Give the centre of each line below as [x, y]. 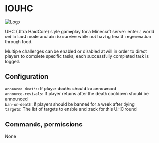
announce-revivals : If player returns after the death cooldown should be [77, 93]
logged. [13, 61]
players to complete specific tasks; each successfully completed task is [77, 56]
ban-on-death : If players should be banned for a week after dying [70, 104]
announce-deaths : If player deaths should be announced [61, 89]
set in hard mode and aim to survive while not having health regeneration [78, 36]
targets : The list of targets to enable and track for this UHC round [71, 109]
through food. [19, 41]
